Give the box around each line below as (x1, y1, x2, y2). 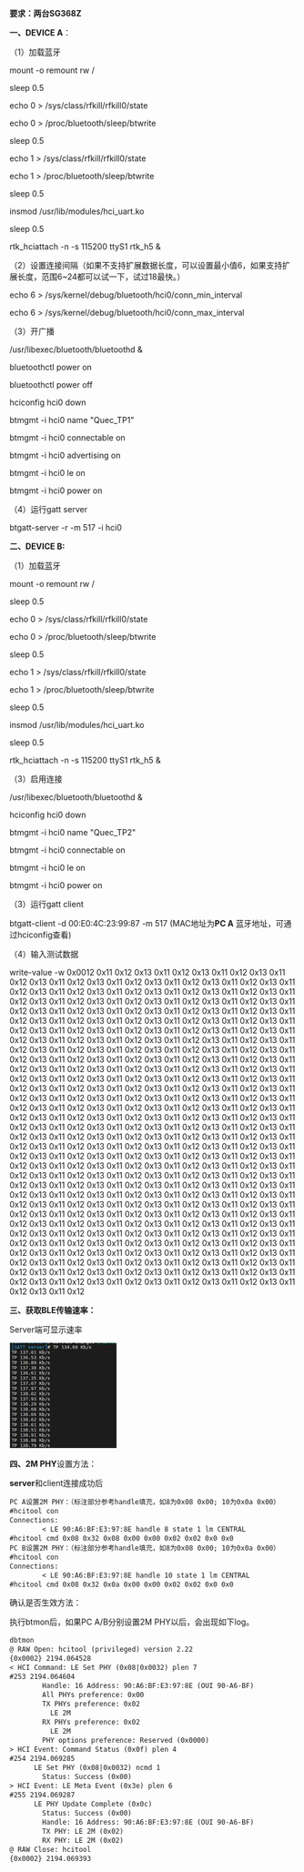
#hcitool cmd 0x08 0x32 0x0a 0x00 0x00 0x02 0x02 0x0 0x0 (9, 1580, 234, 1589)
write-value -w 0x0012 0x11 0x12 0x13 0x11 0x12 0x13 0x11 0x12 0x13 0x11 (9, 967, 286, 977)
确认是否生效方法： (9, 1597, 82, 1608)
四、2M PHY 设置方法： (9, 1459, 97, 1469)
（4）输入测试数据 (9, 949, 79, 959)
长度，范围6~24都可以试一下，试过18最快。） (16, 271, 186, 282)
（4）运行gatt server (9, 504, 88, 514)
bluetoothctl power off (9, 379, 93, 390)
